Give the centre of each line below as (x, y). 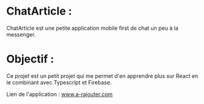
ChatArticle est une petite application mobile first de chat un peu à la (92, 28)
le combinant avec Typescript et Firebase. (59, 82)
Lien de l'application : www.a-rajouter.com (59, 94)
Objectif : (30, 59)
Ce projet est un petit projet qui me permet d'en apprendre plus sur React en (102, 76)
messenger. (21, 34)
